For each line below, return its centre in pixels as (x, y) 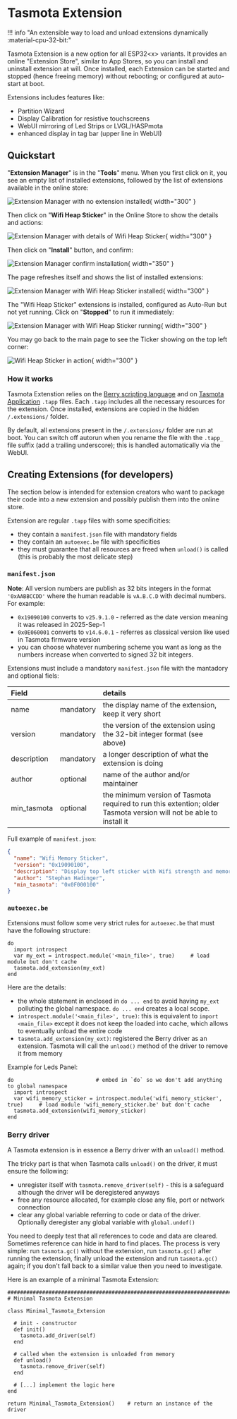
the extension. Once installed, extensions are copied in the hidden (103, 409)
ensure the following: (38, 1171)
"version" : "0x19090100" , (52, 865)
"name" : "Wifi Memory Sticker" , (61, 858)
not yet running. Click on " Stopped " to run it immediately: (91, 312)
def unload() (33, 1360)
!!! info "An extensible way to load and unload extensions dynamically (108, 32)
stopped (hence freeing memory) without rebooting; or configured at (107, 76)
